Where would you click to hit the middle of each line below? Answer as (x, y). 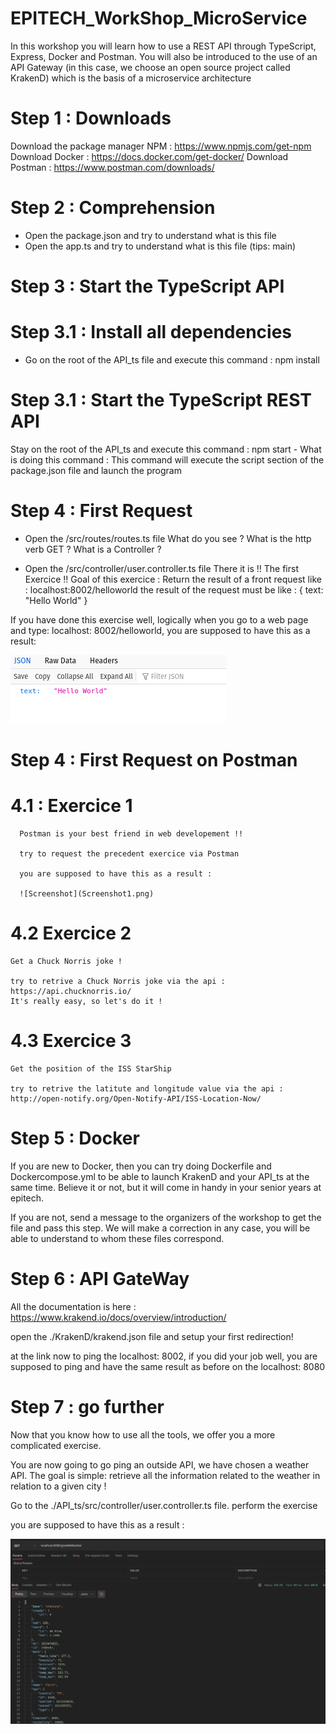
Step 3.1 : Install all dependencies (151, 332)
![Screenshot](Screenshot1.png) (87, 893)
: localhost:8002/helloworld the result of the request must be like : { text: (174, 589)
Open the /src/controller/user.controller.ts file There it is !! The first (161, 568)
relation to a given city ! (58, 1486)
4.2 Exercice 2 (71, 933)
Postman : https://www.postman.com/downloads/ (112, 167)
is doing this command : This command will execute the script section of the (167, 459)
